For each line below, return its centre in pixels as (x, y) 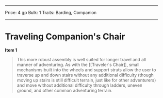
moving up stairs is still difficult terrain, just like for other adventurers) (86, 80)
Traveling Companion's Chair (65, 37)
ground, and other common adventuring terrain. (65, 90)
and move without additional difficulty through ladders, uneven (80, 85)
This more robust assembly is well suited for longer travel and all (81, 59)
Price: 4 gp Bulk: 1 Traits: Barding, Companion (51, 12)
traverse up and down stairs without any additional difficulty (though (85, 75)
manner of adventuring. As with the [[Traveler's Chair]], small (78, 65)
